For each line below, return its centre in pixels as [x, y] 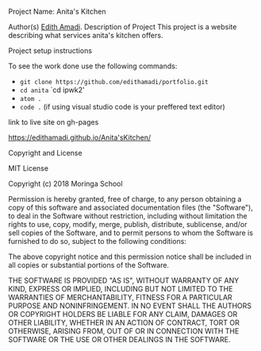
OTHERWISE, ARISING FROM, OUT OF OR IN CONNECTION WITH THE [124, 331]
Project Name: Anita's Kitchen [57, 12]
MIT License [29, 168]
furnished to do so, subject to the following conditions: [97, 241]
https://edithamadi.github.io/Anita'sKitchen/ [80, 137]
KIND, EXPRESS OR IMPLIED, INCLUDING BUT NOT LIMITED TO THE [121, 289]
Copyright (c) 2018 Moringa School [65, 183]
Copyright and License [45, 153]
